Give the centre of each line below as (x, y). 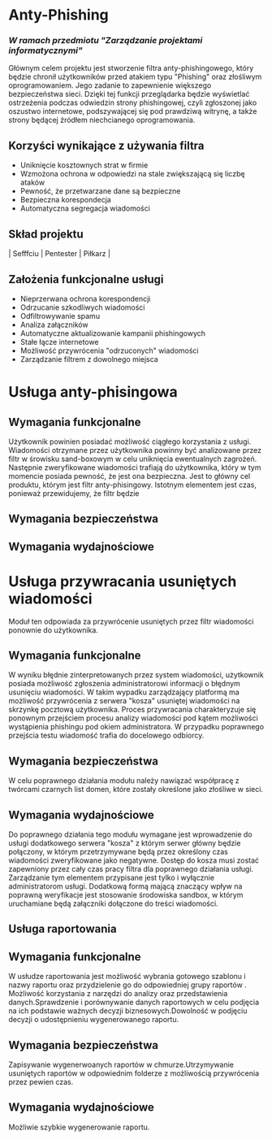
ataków (32, 183)
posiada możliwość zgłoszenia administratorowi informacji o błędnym (125, 684)
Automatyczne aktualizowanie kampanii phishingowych (112, 333)
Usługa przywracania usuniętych (123, 581)
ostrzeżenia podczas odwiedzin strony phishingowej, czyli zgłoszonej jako (133, 102)
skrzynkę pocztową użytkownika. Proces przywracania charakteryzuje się (132, 710)
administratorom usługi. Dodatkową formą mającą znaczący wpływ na (125, 886)
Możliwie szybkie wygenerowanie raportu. (79, 1127)
